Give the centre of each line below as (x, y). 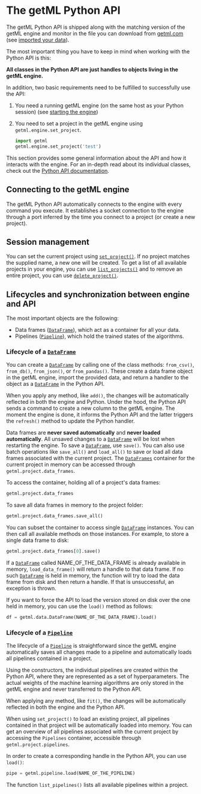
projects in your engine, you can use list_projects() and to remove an (94, 269)
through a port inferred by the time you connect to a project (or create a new (101, 217)
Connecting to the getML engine (68, 190)
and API (21, 304)
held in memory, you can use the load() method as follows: (79, 606)
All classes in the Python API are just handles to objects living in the (92, 69)
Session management (48, 242)
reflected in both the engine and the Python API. (66, 707)
